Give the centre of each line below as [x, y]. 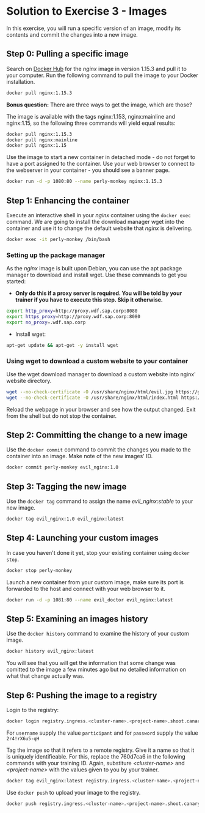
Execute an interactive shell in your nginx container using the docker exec [99, 215]
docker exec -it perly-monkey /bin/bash [59, 239]
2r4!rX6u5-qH [23, 738]
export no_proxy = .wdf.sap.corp [46, 322]
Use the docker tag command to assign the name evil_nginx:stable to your [100, 501]
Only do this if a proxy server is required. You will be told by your [99, 293]
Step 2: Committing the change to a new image [97, 435]
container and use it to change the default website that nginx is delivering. [99, 228]
